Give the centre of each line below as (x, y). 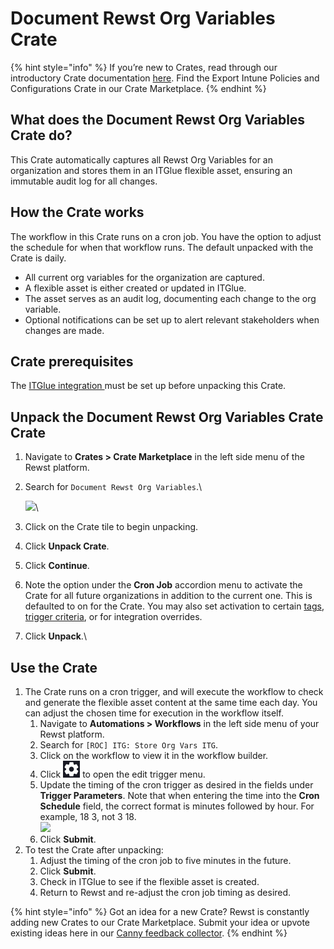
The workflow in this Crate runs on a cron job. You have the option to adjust (166, 236)
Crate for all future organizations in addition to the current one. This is (168, 596)
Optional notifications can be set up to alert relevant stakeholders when (172, 319)
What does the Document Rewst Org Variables (158, 120)
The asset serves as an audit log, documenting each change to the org (170, 298)
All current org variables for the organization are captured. (144, 277)
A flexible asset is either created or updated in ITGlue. (135, 288)
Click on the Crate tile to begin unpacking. (111, 527)
